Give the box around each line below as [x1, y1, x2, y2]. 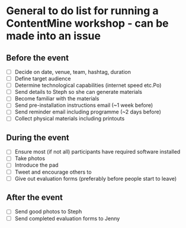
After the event [6, 193, 63, 203]
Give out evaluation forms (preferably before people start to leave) [14, 175, 177, 182]
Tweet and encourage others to [14, 168, 92, 175]
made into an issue [6, 30, 101, 43]
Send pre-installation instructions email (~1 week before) [14, 102, 153, 109]
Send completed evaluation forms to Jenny [14, 214, 120, 222]
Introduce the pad [14, 161, 59, 169]
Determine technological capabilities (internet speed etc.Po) [14, 82, 162, 89]
